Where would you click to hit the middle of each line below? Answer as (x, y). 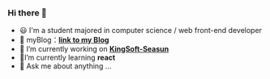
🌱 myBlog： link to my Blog (64, 40)
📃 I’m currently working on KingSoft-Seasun (94, 49)
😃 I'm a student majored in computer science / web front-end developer (141, 31)
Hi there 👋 (28, 13)
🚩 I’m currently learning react (67, 58)
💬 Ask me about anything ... (65, 66)
